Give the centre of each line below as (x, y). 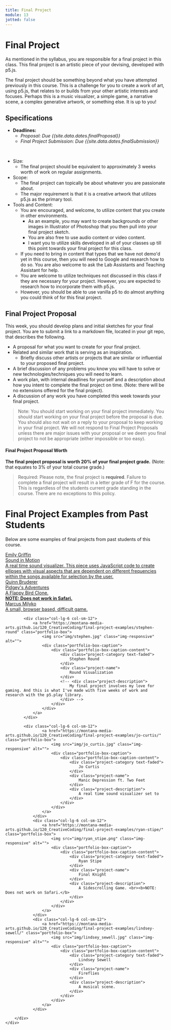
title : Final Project (28, 10)
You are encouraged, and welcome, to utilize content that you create (93, 210)
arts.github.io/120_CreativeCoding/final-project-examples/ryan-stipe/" (84, 830)
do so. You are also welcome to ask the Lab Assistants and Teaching (93, 265)
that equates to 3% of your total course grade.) (55, 467)
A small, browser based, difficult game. (47, 609)
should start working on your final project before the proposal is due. (90, 417)
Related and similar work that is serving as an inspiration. (73, 352)
